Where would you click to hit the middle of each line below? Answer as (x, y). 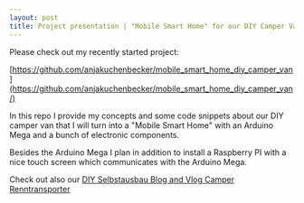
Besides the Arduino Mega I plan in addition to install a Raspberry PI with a (148, 152)
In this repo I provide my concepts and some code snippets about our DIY (147, 115)
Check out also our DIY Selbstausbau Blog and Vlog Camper (122, 179)
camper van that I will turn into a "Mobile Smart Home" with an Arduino (142, 125)
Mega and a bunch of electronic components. (95, 134)
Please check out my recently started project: (94, 51)
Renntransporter (40, 189)
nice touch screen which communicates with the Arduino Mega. (128, 161)
